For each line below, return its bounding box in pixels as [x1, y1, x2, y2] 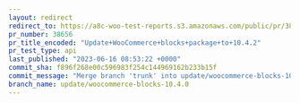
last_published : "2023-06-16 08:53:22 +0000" [8, 55, 181, 64]
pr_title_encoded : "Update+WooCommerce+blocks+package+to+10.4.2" [8, 38, 261, 47]
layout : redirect [8, 13, 73, 22]
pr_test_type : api [8, 47, 77, 56]
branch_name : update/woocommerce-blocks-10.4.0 [8, 80, 190, 89]
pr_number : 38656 [8, 30, 73, 39]
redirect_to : [8, 21, 57, 30]
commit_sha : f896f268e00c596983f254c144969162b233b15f [8, 64, 218, 73]
